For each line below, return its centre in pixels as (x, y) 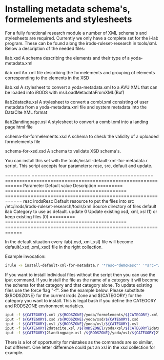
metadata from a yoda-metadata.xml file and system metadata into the (76, 107)
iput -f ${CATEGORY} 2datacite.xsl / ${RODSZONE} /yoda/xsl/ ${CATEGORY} (77, 328)
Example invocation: (25, 256)
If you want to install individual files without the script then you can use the (80, 275)
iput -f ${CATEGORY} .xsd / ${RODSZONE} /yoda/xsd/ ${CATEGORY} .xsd (72, 319)
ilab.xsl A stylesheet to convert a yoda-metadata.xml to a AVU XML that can (81, 87)
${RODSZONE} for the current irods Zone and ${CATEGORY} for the (73, 295)
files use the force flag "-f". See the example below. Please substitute (75, 290)
